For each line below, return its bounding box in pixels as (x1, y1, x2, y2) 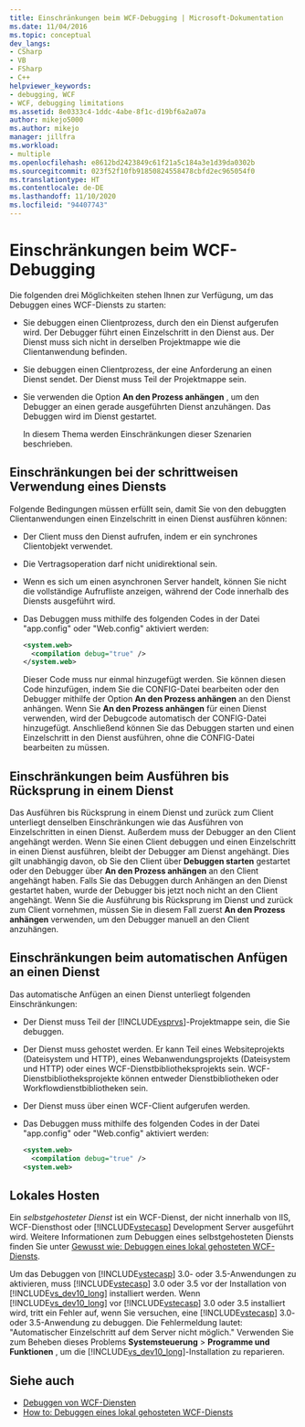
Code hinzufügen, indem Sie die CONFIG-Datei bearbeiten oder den (22, 683, 279, 695)
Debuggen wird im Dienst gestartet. (22, 411, 157, 422)
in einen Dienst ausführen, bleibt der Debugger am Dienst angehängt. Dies (9, 846, 289, 857)
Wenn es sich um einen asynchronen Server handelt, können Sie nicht (22, 575, 287, 586)
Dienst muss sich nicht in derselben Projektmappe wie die (22, 336, 241, 348)
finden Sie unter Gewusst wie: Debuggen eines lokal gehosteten (9, 1241, 251, 1252)
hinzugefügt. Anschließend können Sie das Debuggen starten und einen (22, 723, 295, 734)
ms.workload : (9, 141, 59, 150)
